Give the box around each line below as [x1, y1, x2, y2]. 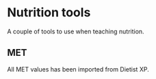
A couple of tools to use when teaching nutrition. [7, 27, 145, 35]
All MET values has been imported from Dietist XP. [7, 65, 149, 73]
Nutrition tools [7, 5, 91, 20]
